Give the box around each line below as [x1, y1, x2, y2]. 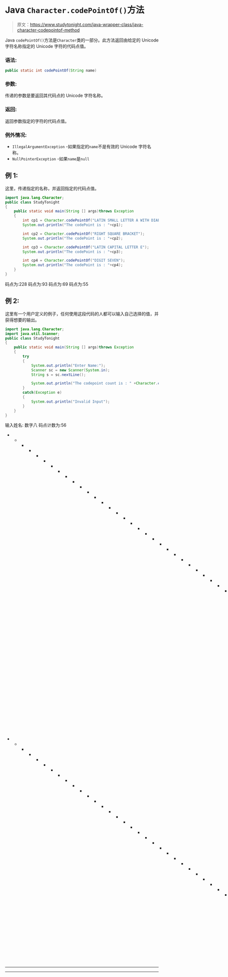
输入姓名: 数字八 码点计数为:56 [5, 422, 67, 428]
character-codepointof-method [17, 27, 80, 33]
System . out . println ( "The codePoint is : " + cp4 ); [22, 263, 123, 268]
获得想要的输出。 [5, 317, 39, 323]
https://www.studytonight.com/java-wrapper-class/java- [30, 22, 144, 27]
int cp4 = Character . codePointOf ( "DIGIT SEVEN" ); [22, 258, 125, 263]
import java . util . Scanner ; [5, 331, 60, 336]
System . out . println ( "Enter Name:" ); [31, 363, 106, 368]
